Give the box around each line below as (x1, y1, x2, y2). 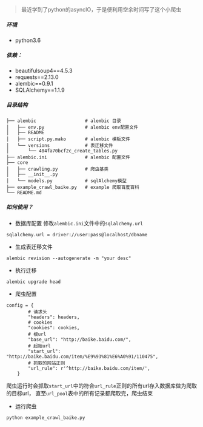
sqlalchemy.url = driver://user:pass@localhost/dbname (6, 231, 148, 237)
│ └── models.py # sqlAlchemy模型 (6, 177, 127, 184)
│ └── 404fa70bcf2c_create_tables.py (6, 148, 118, 154)
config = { (6, 302, 34, 309)
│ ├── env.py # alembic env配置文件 (6, 124, 139, 130)
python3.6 (15, 36, 41, 44)
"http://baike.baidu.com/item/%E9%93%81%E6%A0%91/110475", (6, 354, 159, 360)
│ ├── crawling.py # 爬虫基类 (6, 166, 109, 172)
